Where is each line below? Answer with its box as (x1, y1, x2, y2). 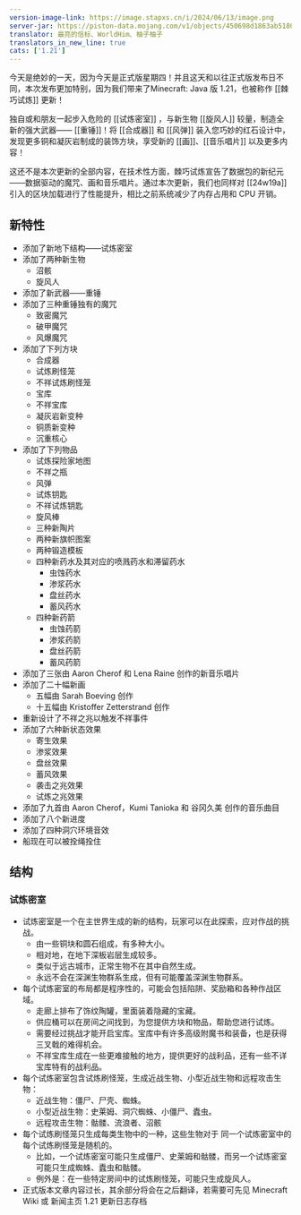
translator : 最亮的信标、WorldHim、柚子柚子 (9, 30, 163, 39)
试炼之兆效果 (35, 791, 83, 801)
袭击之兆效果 (35, 780, 83, 791)
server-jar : (9, 21, 54, 30)
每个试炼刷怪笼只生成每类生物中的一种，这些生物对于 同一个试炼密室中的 (21, 1128, 292, 1139)
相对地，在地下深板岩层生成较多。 (35, 949, 162, 960)
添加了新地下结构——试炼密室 (21, 243, 133, 253)
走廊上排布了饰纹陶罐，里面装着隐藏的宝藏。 (35, 1005, 202, 1016)
